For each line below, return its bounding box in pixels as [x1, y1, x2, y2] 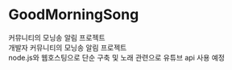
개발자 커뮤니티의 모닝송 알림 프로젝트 [8, 42, 127, 52]
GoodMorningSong [8, 6, 139, 24]
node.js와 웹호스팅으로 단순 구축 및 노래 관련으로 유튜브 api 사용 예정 [8, 52, 226, 62]
